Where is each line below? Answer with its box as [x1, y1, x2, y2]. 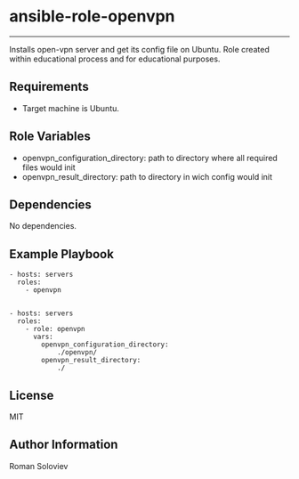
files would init [21, 162, 76, 173]
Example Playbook [9, 247, 114, 262]
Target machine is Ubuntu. [21, 102, 120, 113]
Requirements [9, 79, 89, 94]
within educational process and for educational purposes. [9, 53, 221, 64]
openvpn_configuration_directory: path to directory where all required [21, 152, 278, 163]
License [9, 387, 54, 402]
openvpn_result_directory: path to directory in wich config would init [21, 171, 273, 182]
